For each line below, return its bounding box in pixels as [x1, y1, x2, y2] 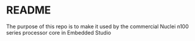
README [6, 4, 51, 17]
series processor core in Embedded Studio [6, 29, 112, 36]
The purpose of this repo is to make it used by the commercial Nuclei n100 [6, 23, 189, 30]
